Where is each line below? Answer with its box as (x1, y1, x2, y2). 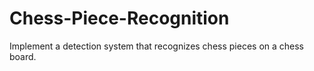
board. (9, 50, 37, 62)
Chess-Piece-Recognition (9, 7, 230, 30)
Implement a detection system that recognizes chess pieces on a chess (9, 40, 305, 52)
